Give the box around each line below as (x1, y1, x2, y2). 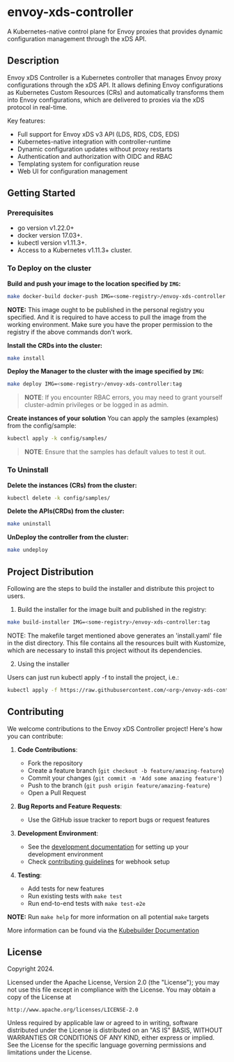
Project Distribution (7, 566, 94, 578)
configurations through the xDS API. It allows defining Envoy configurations (7, 81, 224, 89)
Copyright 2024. (7, 964, 54, 973)
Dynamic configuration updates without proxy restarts (17, 144, 173, 153)
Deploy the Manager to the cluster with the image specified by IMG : (7, 367, 204, 376)
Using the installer (17, 659, 70, 668)
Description (7, 55, 59, 67)
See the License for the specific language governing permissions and (7, 1041, 207, 1049)
